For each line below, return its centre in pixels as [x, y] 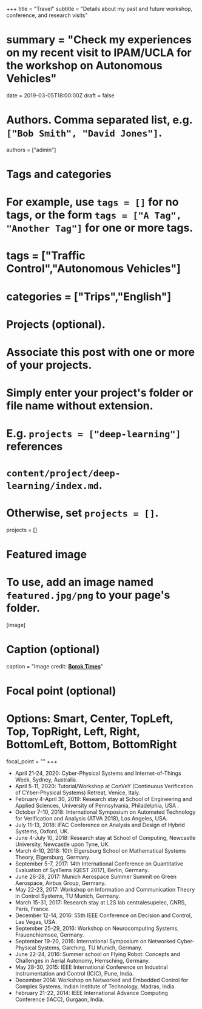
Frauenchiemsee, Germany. [49, 934]
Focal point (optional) [61, 691]
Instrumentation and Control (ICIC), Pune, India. [74, 973]
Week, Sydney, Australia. [46, 779]
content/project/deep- [63, 473]
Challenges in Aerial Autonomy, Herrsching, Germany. [82, 960]
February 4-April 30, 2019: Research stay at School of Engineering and [103, 799]
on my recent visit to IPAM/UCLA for [99, 53]
